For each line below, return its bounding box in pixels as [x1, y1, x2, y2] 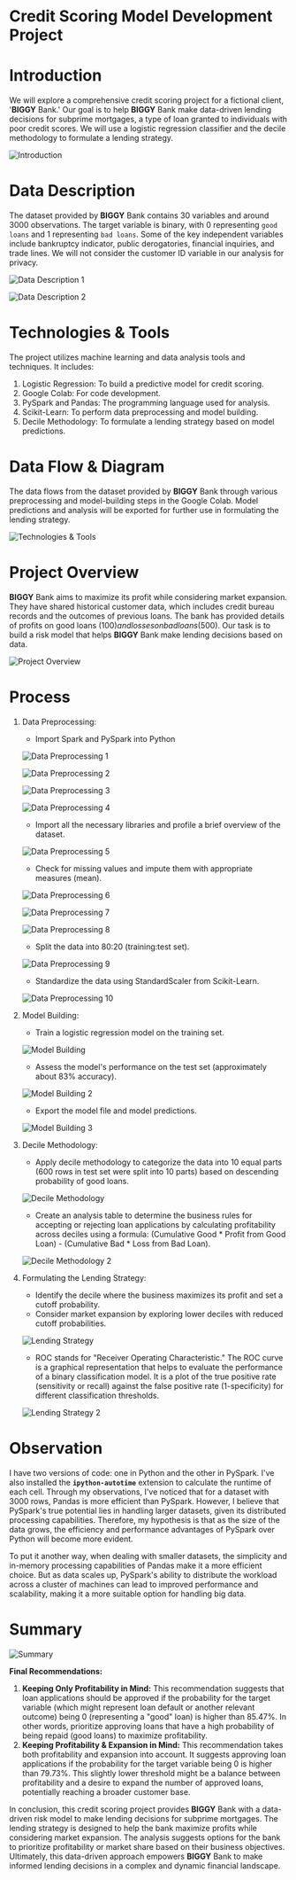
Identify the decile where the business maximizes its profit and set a [34, 1290, 284, 1300]
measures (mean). [34, 872, 102, 883]
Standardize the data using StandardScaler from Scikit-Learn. [34, 975, 260, 986]
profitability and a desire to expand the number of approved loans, [21, 1777, 264, 1788]
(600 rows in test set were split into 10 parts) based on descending [34, 1166, 279, 1176]
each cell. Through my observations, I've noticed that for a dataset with [9, 1486, 269, 1497]
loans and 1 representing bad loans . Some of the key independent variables [9, 229, 285, 240]
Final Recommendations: [9, 1665, 103, 1676]
